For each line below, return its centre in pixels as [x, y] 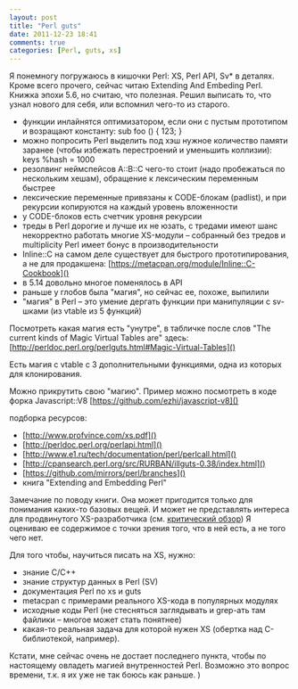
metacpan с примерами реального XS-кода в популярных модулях [150, 601]
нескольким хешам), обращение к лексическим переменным [140, 178]
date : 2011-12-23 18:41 [54, 34]
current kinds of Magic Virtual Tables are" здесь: [99, 338]
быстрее [39, 188]
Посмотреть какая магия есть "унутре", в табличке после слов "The [140, 328]
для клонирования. [46, 374]
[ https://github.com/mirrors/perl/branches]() [103, 473]
